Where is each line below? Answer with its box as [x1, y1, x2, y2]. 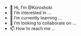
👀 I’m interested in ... [9, 10, 52, 16]
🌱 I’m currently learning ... [9, 15, 62, 20]
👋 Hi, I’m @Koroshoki [9, 5, 53, 10]
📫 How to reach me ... [9, 26, 55, 31]
